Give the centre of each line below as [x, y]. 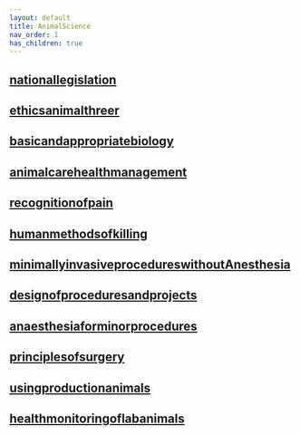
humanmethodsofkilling [78, 233]
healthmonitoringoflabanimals [97, 418]
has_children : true [46, 43]
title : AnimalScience [50, 26]
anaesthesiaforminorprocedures [103, 326]
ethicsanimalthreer [64, 111]
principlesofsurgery [67, 358]
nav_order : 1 [34, 34]
